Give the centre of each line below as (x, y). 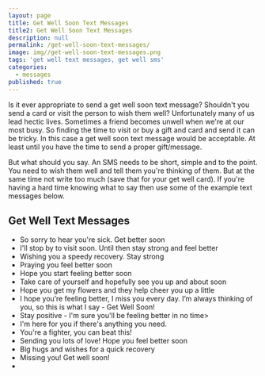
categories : (28, 67)
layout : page (30, 15)
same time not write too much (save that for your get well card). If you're (127, 178)
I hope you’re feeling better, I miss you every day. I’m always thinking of (136, 299)
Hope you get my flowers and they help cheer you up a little (117, 290)
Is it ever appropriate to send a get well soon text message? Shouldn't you (129, 105)
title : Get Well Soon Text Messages (68, 23)
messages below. (36, 196)
